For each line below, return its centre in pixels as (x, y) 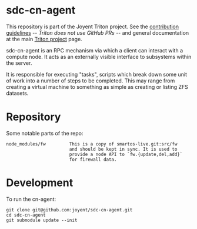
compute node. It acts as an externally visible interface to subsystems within (99, 57)
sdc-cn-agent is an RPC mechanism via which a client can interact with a (95, 50)
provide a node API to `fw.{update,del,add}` (126, 154)
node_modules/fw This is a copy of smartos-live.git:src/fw (92, 144)
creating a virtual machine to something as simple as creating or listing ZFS (97, 87)
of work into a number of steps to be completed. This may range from (91, 81)
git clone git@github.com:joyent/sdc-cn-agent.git (69, 210)
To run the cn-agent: (31, 199)
